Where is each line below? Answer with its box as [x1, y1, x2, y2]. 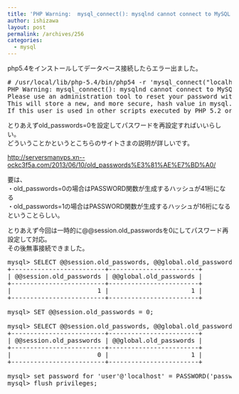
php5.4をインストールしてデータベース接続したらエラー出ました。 [7, 64, 203, 72]
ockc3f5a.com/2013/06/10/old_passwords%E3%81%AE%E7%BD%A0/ [7, 161, 216, 169]
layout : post [7, 24, 46, 31]
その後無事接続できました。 [7, 244, 89, 252]
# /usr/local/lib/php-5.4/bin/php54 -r [7, 78, 147, 86]
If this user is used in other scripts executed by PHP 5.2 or [7, 107, 233, 115]
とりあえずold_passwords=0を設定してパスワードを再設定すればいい [7, 121, 209, 129]
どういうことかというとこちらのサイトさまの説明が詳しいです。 [7, 139, 194, 147]
